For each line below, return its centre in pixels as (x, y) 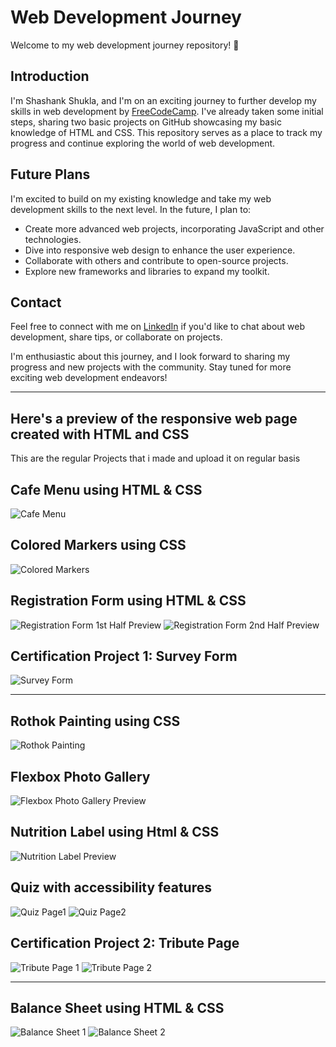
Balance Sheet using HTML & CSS (117, 1007)
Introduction (50, 76)
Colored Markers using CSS (98, 545)
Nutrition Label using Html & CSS (115, 832)
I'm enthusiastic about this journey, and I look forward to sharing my (150, 357)
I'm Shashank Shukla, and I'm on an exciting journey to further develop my (163, 100)
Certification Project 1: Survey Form (124, 656)
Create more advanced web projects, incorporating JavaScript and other (174, 228)
